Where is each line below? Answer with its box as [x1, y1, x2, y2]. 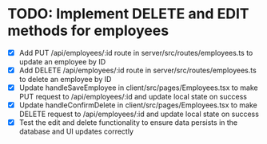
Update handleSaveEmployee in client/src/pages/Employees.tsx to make [18, 83, 258, 92]
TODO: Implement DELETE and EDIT [7, 5, 249, 23]
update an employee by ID [18, 57, 106, 66]
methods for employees [7, 21, 169, 40]
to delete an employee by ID [18, 75, 112, 84]
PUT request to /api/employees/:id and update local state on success [18, 92, 247, 102]
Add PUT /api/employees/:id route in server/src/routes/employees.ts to [18, 48, 253, 57]
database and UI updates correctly [18, 126, 133, 136]
